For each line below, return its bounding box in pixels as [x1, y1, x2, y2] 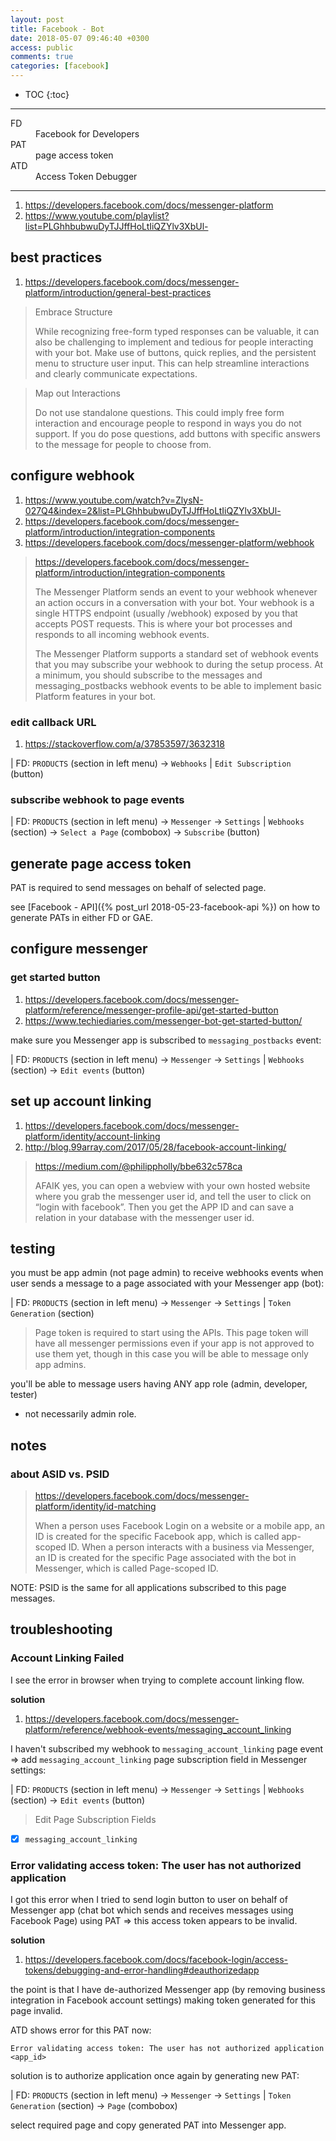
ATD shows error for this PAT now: [10, 2024, 152, 2036]
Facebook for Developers [35, 128, 140, 140]
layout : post [10, 14, 65, 25]
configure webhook [10, 467, 135, 485]
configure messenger [10, 941, 148, 958]
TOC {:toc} [24, 89, 70, 100]
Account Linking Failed [10, 1651, 125, 1665]
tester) [10, 1389, 38, 1401]
